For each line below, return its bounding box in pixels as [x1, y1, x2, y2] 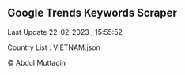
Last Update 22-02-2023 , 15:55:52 [7, 27, 123, 36]
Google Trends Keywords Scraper [7, 6, 177, 20]
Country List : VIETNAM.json [7, 43, 100, 52]
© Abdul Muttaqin [7, 58, 66, 67]
